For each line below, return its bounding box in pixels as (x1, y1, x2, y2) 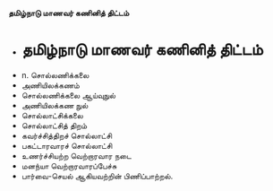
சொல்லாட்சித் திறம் (21, 120, 88, 131)
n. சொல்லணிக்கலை (21, 69, 90, 80)
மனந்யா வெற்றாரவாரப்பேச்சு (21, 161, 117, 171)
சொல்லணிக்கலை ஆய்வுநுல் (21, 90, 116, 100)
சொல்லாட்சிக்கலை (21, 109, 84, 120)
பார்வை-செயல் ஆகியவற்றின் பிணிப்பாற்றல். (21, 170, 174, 181)
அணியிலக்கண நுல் (21, 100, 89, 110)
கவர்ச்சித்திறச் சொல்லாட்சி (21, 130, 113, 141)
